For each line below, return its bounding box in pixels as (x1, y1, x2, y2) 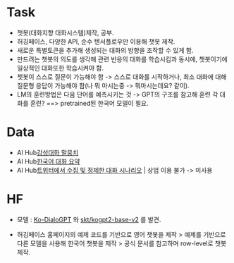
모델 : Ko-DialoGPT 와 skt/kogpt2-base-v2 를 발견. (16, 215, 161, 224)
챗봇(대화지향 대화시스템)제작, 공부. (16, 28, 114, 37)
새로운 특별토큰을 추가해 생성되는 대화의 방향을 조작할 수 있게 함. (16, 46, 194, 54)
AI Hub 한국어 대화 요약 (16, 157, 80, 166)
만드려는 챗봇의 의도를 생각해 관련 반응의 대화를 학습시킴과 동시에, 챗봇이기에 (16, 54, 228, 63)
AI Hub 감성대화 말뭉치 (16, 148, 79, 157)
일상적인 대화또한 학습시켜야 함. (16, 63, 104, 72)
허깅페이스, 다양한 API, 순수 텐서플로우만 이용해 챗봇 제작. (16, 37, 175, 46)
